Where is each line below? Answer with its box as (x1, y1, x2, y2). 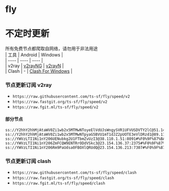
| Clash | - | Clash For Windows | (5, 68, 73, 74)
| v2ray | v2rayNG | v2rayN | (5, 63, 64, 69)
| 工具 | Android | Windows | (5, 52, 63, 58)
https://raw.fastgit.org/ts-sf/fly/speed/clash (12, 175, 114, 180)
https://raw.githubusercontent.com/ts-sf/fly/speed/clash (12, 170, 137, 175)
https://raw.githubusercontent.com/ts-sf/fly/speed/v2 (12, 94, 130, 99)
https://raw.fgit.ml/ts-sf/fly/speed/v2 (12, 105, 99, 110)
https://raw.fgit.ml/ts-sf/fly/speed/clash (12, 180, 106, 186)
